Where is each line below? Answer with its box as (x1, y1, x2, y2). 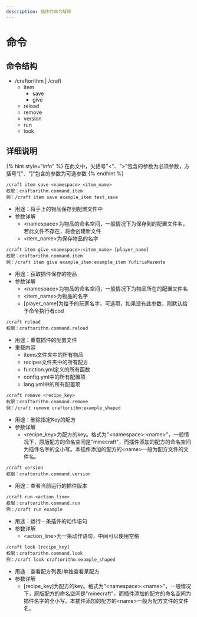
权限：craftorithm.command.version (6, 471, 91, 477)
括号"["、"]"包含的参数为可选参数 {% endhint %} (6, 170, 124, 177)
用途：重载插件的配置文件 (14, 337, 77, 344)
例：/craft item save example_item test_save (6, 194, 118, 201)
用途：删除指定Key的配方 (14, 416, 76, 423)
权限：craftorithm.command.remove (6, 399, 88, 405)
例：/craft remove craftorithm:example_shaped (6, 405, 121, 411)
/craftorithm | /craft (14, 77, 62, 84)
